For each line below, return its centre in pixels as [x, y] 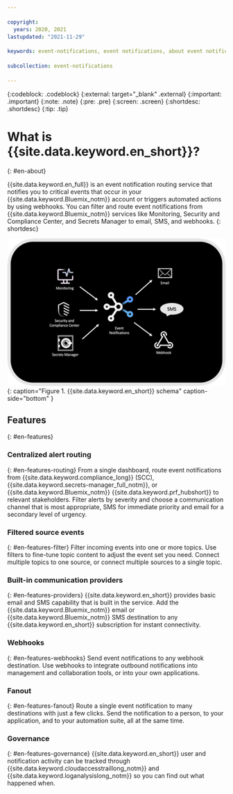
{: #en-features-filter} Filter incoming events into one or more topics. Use [112, 547]
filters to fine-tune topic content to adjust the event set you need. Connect [113, 555]
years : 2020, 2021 [40, 29]
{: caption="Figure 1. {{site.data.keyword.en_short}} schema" [95, 391]
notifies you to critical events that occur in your [75, 192]
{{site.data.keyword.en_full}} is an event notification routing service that [110, 184]
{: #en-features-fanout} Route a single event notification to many [100, 706]
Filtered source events [46, 532]
